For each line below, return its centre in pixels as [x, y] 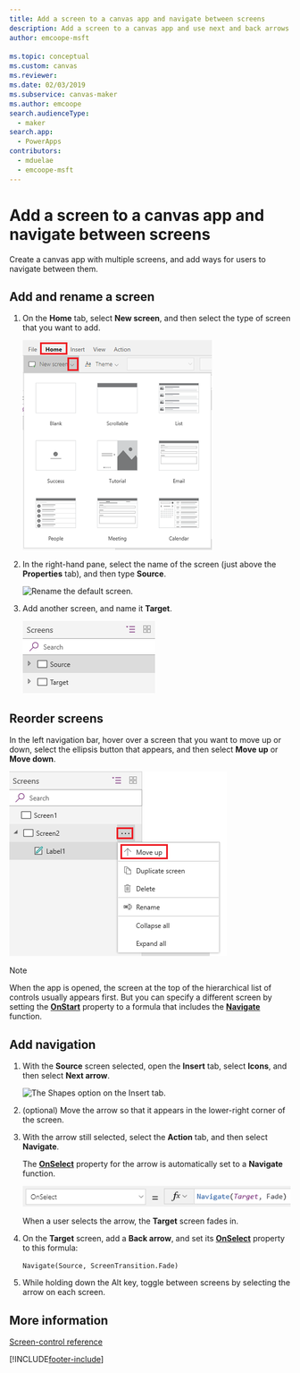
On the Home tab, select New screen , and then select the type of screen [156, 319]
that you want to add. [61, 328]
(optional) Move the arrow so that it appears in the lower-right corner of [154, 1110]
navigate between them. [54, 269]
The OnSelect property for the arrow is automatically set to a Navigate [152, 1164]
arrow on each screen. [63, 1292]
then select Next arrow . [66, 1075]
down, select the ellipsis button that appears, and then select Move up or [144, 750]
